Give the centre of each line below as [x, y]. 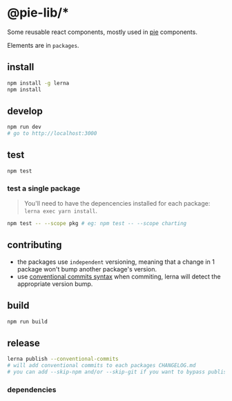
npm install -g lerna [38, 83]
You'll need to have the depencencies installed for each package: [117, 204]
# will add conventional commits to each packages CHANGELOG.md [101, 366]
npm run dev [24, 127]
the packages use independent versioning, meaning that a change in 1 [116, 262]
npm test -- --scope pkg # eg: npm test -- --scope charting [97, 224]
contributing [35, 245]
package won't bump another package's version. [87, 269]
